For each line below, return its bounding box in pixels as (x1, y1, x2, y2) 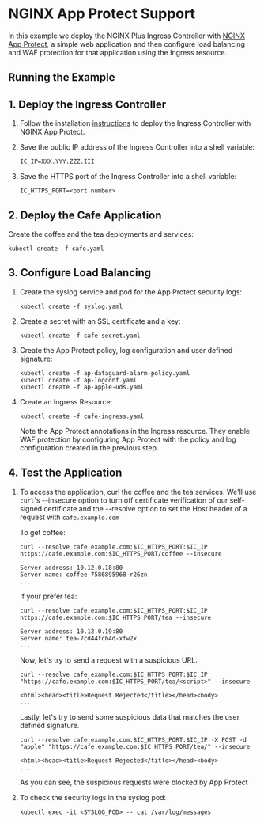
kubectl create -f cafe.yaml (8, 245, 104, 253)
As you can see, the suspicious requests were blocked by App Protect (19, 777, 248, 787)
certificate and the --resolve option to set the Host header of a (43, 503, 247, 513)
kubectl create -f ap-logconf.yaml (19, 376, 138, 384)
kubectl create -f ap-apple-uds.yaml (19, 383, 145, 391)
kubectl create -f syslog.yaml (19, 302, 123, 310)
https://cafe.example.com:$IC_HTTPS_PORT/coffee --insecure (19, 549, 222, 558)
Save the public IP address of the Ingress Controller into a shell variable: (19, 142, 255, 152)
